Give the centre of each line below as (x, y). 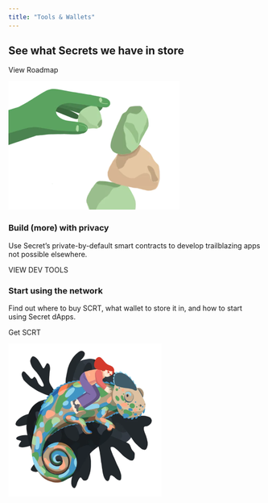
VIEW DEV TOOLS (38, 269)
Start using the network (56, 290)
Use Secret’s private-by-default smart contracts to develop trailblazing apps (134, 245)
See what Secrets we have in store (97, 51)
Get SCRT (25, 333)
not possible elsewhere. (48, 254)
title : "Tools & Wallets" (52, 17)
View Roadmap (33, 70)
